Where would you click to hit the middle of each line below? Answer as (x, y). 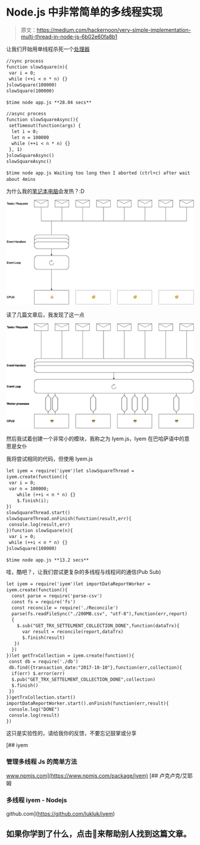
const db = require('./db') (43, 662)
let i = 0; (25, 131)
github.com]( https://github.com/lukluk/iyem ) (60, 813)
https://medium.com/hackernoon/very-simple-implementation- (114, 30)
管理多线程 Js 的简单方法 (42, 761)
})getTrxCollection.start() (41, 697)
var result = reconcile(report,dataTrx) (73, 632)
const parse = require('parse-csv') (57, 596)
